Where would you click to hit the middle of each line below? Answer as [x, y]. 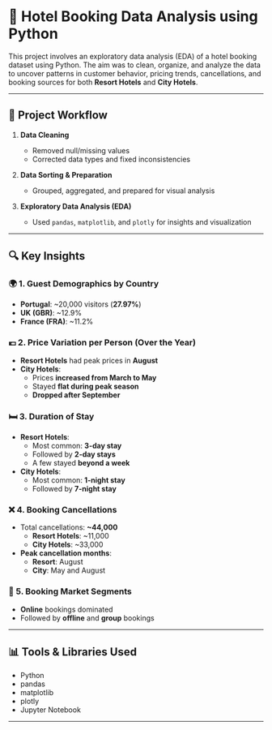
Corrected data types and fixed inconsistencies [111, 159]
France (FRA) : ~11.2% [57, 322]
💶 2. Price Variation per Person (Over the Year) [102, 342]
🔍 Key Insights [47, 256]
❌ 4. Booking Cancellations [63, 509]
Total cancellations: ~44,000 [69, 527]
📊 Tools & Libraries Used [73, 652]
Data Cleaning [45, 135]
